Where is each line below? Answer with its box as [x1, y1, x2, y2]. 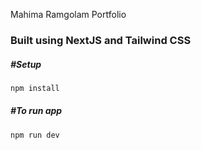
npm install [10, 83, 60, 93]
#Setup [10, 58, 42, 70]
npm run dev [10, 130, 60, 140]
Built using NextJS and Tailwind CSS [10, 33, 192, 47]
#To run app [10, 105, 63, 117]
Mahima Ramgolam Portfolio [10, 9, 127, 20]
